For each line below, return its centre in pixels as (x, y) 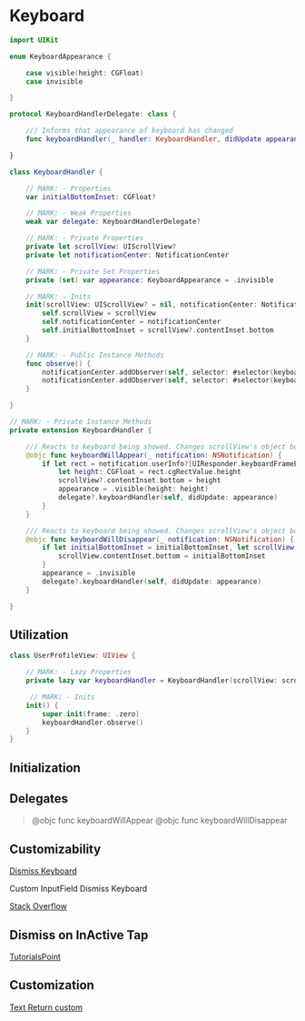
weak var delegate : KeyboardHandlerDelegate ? (113, 222)
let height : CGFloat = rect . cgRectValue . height (150, 472)
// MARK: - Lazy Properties (79, 672)
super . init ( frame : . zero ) (91, 714)
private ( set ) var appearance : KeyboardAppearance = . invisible (150, 280)
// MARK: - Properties (69, 188)
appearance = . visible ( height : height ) (133, 489)
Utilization (39, 635)
